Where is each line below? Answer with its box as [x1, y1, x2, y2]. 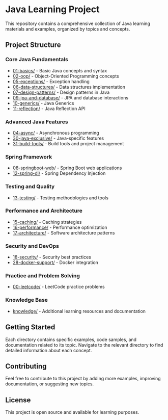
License [5, 396, 31, 404]
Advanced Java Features [5, 118, 68, 125]
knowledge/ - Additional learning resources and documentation [12, 308, 146, 314]
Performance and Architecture [5, 207, 82, 215]
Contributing [5, 362, 47, 371]
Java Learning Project [5, 4, 100, 15]
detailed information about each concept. [5, 347, 92, 353]
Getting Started [5, 323, 55, 332]
